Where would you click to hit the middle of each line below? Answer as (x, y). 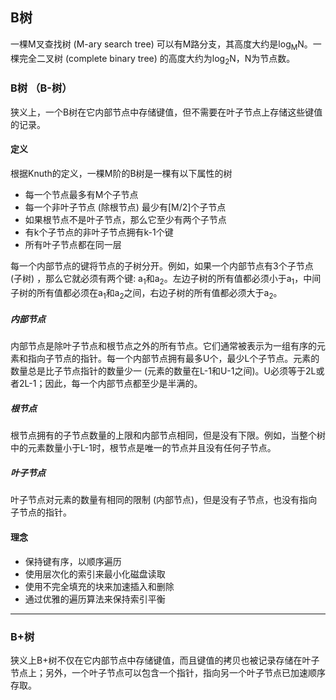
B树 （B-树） (41, 88)
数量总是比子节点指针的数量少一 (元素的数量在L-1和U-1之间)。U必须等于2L (163, 371)
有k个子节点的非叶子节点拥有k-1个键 (99, 232)
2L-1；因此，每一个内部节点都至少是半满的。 (110, 384)
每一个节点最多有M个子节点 (81, 194)
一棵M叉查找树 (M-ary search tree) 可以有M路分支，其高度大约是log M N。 (161, 45)
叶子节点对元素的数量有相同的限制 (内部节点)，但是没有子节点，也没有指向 (164, 500)
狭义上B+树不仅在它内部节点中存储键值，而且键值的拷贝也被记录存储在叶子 (165, 660)
